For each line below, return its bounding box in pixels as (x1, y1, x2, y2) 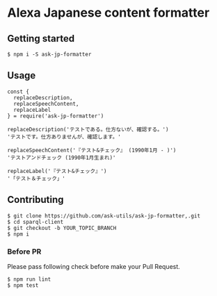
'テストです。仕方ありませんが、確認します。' (7, 133, 122, 140)
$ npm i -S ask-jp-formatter (7, 51, 92, 58)
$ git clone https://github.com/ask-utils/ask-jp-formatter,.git (7, 212, 200, 220)
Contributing (7, 194, 64, 206)
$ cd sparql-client (7, 218, 64, 225)
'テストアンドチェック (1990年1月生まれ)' (7, 154, 116, 161)
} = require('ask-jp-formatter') (7, 113, 104, 120)
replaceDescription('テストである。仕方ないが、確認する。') (7, 126, 169, 133)
